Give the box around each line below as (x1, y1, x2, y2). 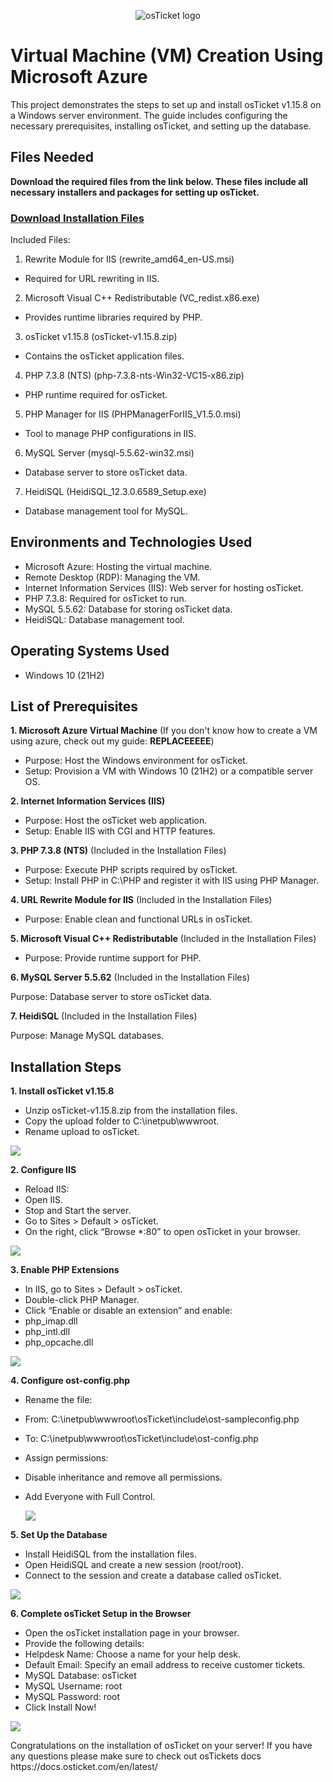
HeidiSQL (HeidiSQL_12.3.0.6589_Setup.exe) (24, 486, 207, 498)
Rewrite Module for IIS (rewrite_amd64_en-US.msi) (24, 253, 235, 265)
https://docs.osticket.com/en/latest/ (10, 1761, 158, 1773)
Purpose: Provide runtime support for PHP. (24, 952, 202, 964)
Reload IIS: (24, 1183, 70, 1195)
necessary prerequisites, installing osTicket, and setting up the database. (10, 120, 312, 132)
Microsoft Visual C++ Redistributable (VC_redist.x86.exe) (24, 292, 260, 304)
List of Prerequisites (10, 698, 139, 715)
